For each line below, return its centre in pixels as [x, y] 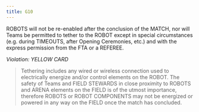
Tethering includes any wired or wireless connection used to [95, 71]
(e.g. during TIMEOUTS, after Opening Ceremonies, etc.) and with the [91, 41]
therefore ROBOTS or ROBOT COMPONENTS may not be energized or [107, 96]
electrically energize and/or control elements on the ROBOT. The [100, 77]
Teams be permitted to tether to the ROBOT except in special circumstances [99, 35]
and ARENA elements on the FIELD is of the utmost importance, [99, 89]
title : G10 [20, 12]
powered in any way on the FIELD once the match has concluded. [101, 102]
